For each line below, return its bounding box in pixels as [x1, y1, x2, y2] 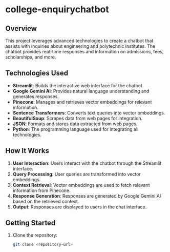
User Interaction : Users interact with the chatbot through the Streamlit [12, 160, 162, 166]
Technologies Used [5, 69, 68, 77]
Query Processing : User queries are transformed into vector [12, 171, 141, 177]
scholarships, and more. [5, 54, 56, 60]
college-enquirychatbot [5, 4, 109, 15]
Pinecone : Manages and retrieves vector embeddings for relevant [12, 99, 152, 105]
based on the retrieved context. [12, 198, 79, 204]
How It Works [5, 146, 50, 155]
